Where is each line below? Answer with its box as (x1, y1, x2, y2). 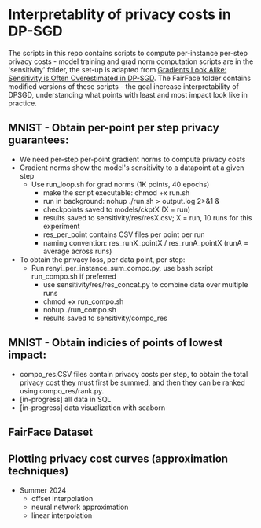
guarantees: (8, 134, 69, 147)
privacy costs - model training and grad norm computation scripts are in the (8, 57, 254, 66)
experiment (42, 221, 80, 231)
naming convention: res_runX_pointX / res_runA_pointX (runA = (42, 238, 249, 247)
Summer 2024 (19, 486, 67, 495)
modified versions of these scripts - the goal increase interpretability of (8, 81, 240, 91)
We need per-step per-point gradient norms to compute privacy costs (19, 154, 246, 164)
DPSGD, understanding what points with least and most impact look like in (8, 90, 248, 99)
